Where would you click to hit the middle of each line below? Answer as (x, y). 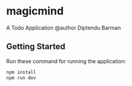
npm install (21, 72)
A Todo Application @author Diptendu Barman (64, 28)
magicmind (35, 11)
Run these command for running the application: (66, 61)
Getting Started (36, 47)
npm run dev (21, 78)
